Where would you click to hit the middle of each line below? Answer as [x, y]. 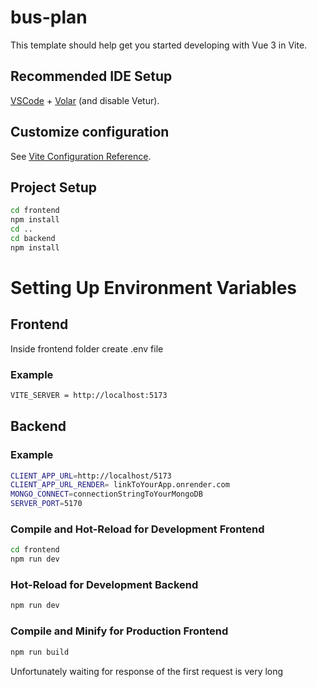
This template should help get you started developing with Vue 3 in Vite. [159, 45]
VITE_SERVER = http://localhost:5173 [89, 396]
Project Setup [54, 187]
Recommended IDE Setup [91, 76]
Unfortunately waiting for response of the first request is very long [147, 671]
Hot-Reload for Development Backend [104, 585]
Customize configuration [90, 132]
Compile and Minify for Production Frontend [119, 631]
